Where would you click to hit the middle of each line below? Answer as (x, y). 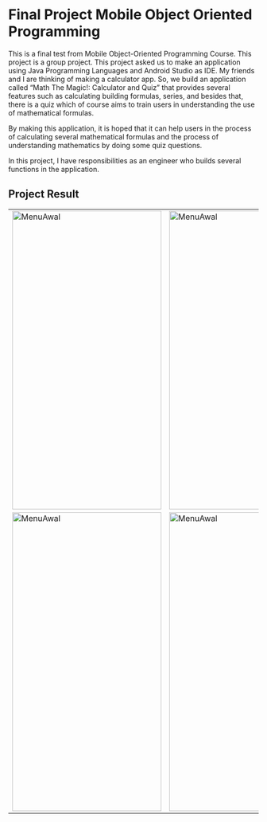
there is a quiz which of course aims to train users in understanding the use (132, 104)
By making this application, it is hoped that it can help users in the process (130, 128)
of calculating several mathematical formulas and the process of (114, 136)
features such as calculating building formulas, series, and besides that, (126, 96)
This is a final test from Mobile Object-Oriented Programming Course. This (130, 53)
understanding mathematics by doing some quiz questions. (105, 145)
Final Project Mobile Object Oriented (130, 15)
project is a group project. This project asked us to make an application (124, 62)
